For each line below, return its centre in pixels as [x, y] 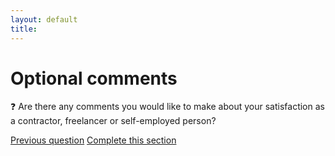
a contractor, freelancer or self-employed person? [113, 121]
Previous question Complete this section [93, 140]
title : [24, 29]
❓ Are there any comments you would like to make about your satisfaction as [167, 107]
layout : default [44, 19]
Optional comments [94, 78]
